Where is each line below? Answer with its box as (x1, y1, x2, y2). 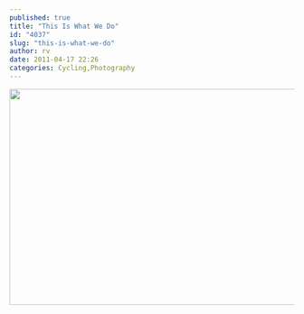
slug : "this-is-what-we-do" (9, 38, 116, 48)
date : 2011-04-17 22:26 (9, 55, 100, 64)
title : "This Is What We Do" (9, 22, 119, 31)
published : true (9, 13, 71, 23)
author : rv (9, 47, 51, 56)
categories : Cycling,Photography (9, 64, 136, 73)
